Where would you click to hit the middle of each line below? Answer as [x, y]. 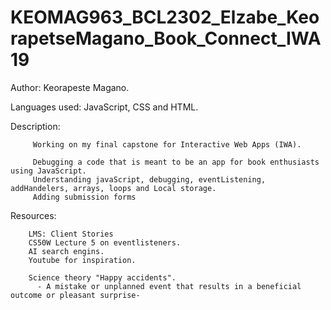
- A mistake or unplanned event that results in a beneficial [169, 286]
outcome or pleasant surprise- [75, 295]
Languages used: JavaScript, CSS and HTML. [104, 107]
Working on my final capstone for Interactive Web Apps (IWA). [167, 144]
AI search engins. [66, 251]
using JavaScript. [48, 171]
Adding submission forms [84, 197]
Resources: [33, 215]
